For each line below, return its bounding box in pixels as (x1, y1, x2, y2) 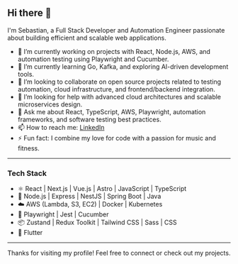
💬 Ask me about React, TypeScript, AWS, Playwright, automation (17, 107, 206, 116)
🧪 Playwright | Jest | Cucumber (17, 210, 109, 219)
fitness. (17, 143, 40, 153)
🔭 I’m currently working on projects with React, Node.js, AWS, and (17, 47, 211, 55)
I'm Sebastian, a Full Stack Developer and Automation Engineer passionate (7, 26, 225, 34)
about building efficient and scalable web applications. (7, 33, 166, 42)
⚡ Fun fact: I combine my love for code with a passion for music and (17, 133, 216, 142)
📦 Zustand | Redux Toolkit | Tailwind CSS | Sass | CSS (17, 218, 177, 227)
